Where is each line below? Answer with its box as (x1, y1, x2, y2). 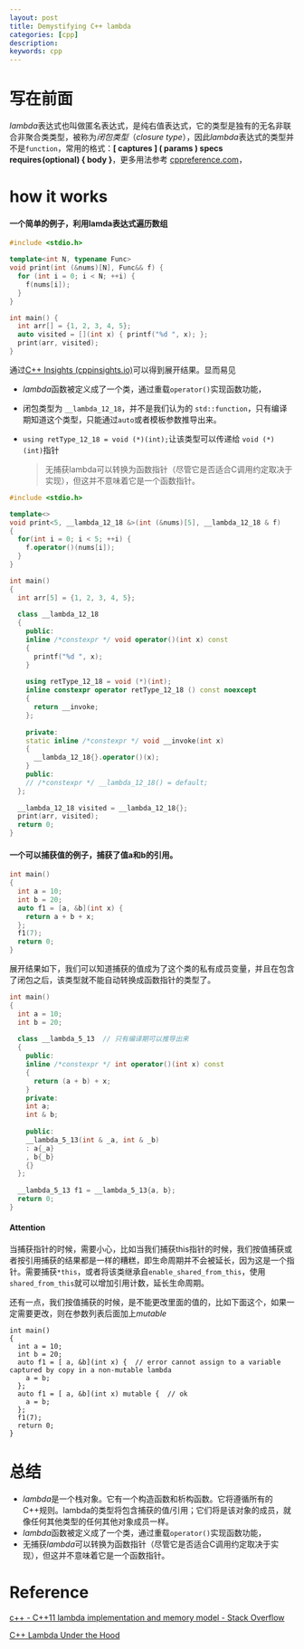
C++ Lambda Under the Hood (9, 1629, 120, 1640)
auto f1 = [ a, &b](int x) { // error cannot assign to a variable (17, 1358, 281, 1367)
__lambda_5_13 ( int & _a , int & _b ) (25, 1135, 160, 1144)
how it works (9, 186, 109, 207)
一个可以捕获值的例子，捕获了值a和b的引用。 (9, 849, 178, 860)
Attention (9, 1222, 46, 1233)
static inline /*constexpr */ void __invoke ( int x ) (25, 736, 224, 745)
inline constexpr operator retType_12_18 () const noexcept (25, 686, 257, 695)
